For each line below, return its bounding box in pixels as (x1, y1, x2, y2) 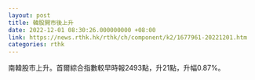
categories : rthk (8, 41, 65, 49)
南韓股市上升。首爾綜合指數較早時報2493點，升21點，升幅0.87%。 (8, 64, 225, 73)
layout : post (8, 11, 51, 20)
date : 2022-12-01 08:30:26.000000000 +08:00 (8, 26, 156, 34)
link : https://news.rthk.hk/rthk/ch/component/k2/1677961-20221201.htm (8, 33, 247, 42)
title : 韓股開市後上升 (8, 19, 75, 27)
